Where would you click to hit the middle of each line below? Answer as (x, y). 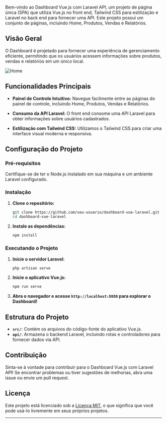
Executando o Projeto (32, 248)
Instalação (18, 192)
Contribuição (26, 355)
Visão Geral (24, 39)
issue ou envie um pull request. (37, 378)
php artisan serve (31, 268)
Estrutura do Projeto (37, 317)
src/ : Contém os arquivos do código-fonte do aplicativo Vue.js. (77, 329)
